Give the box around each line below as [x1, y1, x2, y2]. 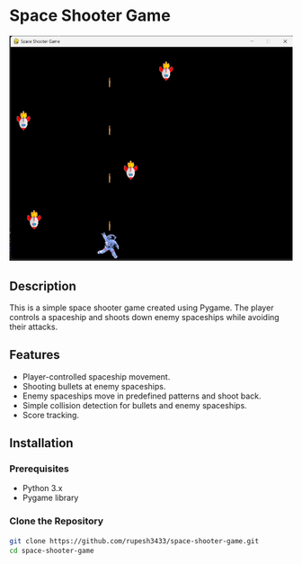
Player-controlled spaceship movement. [22, 371, 171, 382]
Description [9, 278, 76, 293]
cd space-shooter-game [9, 546, 94, 555]
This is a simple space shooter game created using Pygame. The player [9, 302, 274, 313]
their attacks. [9, 321, 58, 332]
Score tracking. [22, 409, 79, 420]
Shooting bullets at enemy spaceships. [22, 380, 166, 391]
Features [9, 347, 60, 363]
